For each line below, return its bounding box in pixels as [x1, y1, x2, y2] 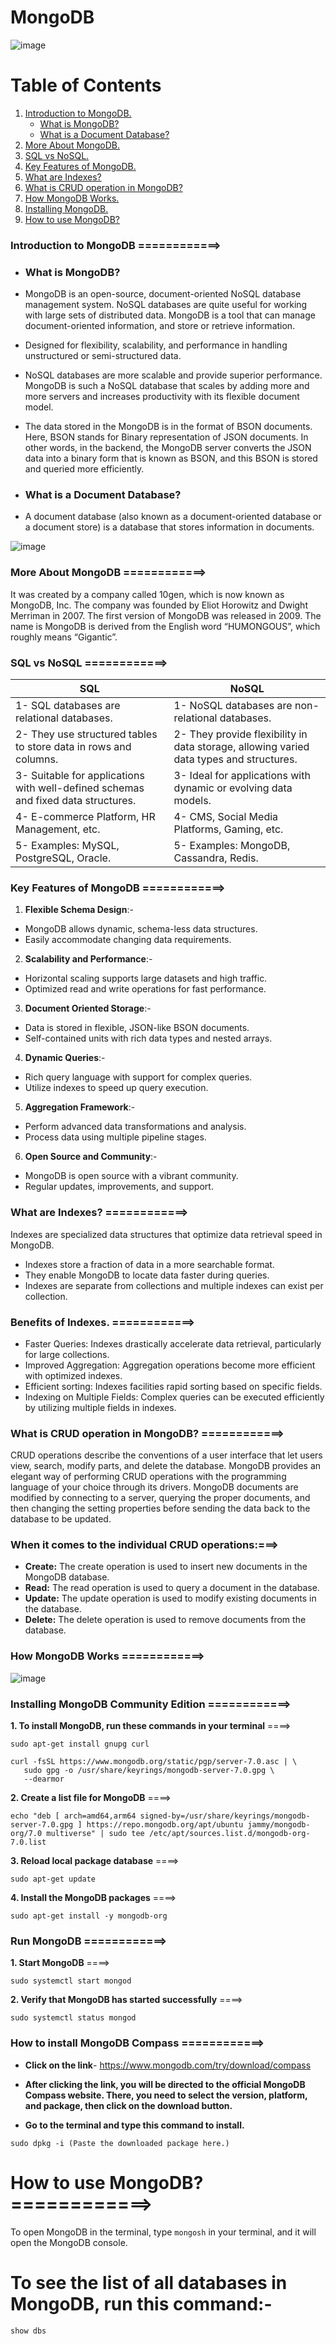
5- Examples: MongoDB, [173, 838, 291, 852]
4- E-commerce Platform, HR [15, 809, 156, 823]
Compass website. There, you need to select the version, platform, [24, 2089, 308, 2101]
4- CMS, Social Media [173, 809, 279, 823]
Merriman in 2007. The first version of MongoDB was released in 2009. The [10, 609, 322, 621]
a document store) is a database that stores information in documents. [24, 521, 315, 533]
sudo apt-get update [10, 1874, 97, 1885]
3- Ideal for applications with [173, 768, 311, 782]
